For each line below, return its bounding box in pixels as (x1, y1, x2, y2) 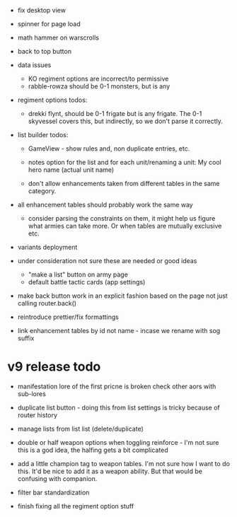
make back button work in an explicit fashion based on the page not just (17, 291, 228, 300)
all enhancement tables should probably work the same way (17, 201, 193, 209)
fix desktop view (17, 6, 66, 14)
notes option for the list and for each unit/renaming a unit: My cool (28, 158, 221, 166)
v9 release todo (7, 359, 101, 375)
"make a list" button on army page (28, 270, 129, 279)
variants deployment (17, 243, 78, 251)
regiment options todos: (17, 95, 88, 104)
